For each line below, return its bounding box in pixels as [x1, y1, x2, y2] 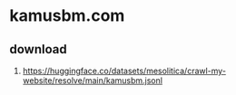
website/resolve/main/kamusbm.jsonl [22, 75, 163, 86]
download [9, 42, 67, 57]
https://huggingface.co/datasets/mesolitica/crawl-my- [22, 65, 227, 76]
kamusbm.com [9, 5, 125, 26]
